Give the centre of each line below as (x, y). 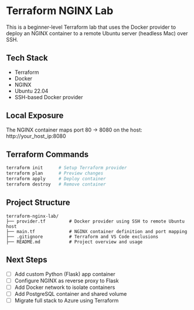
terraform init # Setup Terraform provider (67, 168)
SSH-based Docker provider (49, 97)
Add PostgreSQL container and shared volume (71, 294)
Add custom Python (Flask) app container (65, 274)
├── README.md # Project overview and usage (74, 242)
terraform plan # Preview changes (55, 173)
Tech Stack (27, 58)
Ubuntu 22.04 (31, 91)
